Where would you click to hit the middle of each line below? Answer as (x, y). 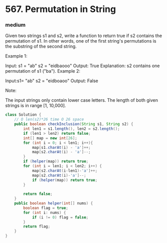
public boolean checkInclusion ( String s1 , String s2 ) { (74, 124)
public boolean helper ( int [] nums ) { (54, 203)
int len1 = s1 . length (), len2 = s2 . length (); (72, 129)
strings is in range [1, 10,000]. (36, 106)
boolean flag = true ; (46, 208)
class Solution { (23, 115)
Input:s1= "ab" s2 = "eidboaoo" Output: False (52, 81)
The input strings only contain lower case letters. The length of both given (81, 100)
